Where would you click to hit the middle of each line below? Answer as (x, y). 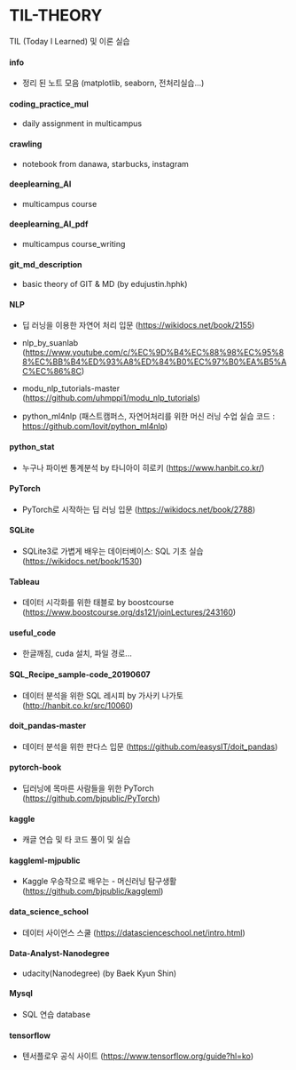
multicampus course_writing (74, 244)
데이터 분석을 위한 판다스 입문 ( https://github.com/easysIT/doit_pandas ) (150, 747)
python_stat (32, 446)
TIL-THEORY (56, 16)
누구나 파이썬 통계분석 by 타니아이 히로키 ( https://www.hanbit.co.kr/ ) (143, 467)
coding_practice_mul (49, 104)
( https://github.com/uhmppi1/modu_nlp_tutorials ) (111, 398)
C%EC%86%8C (52, 371)
